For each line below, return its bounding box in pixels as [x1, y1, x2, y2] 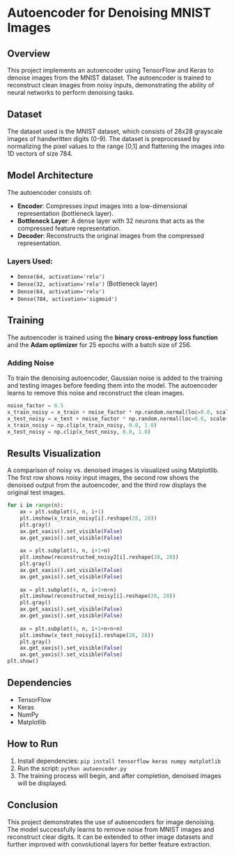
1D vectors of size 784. [7, 149, 73, 158]
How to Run [7, 738, 58, 750]
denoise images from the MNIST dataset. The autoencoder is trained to [7, 73, 212, 82]
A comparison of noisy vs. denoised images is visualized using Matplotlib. [7, 466, 219, 474]
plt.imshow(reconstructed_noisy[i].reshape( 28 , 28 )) [19, 592, 176, 600]
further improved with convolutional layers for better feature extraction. [7, 840, 212, 848]
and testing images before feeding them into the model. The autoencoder [7, 381, 218, 390]
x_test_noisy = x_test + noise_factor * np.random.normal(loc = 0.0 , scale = [7, 415, 229, 422]
